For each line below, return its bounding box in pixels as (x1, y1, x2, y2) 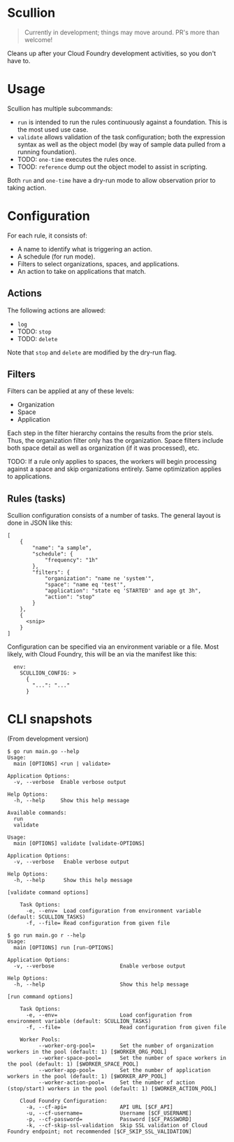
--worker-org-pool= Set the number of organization (38, 1043, 214, 1050)
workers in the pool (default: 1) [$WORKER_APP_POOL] (7, 1073, 168, 1080)
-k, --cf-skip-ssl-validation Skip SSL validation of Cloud (25, 1122, 208, 1129)
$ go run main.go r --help (7, 932, 86, 940)
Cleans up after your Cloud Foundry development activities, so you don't (7, 49, 217, 57)
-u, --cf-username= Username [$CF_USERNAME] (25, 1110, 192, 1117)
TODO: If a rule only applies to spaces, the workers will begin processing (7, 458, 217, 466)
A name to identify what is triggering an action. (17, 245, 152, 253)
